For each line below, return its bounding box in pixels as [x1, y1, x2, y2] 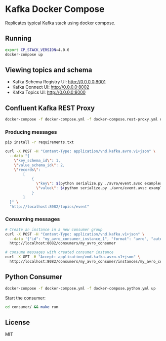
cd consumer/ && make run [5, 304, 58, 309]
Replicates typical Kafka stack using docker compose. [5, 20, 116, 26]
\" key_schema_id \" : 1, [14, 158, 61, 163]
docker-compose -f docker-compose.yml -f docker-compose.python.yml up [5, 286, 156, 291]
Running [5, 34, 32, 43]
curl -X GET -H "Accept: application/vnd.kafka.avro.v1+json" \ [5, 254, 140, 260]
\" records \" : [14, 167, 41, 172]
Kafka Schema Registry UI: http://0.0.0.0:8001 [12, 79, 106, 85]
